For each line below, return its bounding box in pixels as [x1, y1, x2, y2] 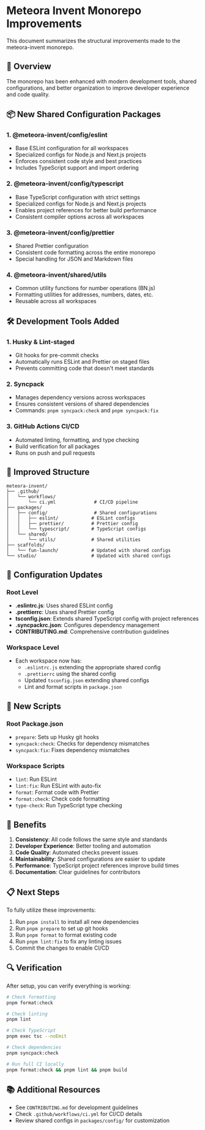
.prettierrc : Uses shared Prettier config [15, 609, 114, 616]
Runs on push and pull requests [15, 449, 95, 456]
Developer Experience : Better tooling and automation [15, 842, 151, 850]
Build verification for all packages [15, 442, 100, 450]
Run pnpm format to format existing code [15, 931, 117, 939]
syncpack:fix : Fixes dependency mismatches [15, 747, 130, 754]
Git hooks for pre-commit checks [15, 352, 99, 359]
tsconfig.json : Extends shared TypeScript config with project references [15, 615, 199, 623]
